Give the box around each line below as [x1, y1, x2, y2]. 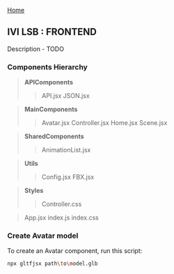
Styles [24, 187, 44, 195]
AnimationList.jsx [41, 146, 91, 154]
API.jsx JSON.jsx [41, 92, 90, 100]
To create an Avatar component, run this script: [7, 247, 143, 255]
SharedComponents [24, 132, 85, 140]
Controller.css [41, 200, 82, 208]
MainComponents [24, 105, 78, 114]
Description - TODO [7, 45, 65, 53]
